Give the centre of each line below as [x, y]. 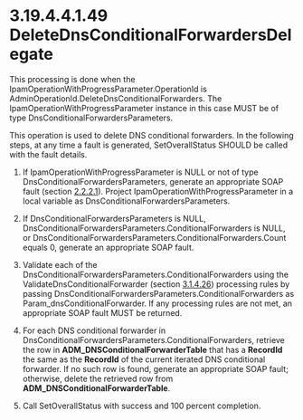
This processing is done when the [72, 79]
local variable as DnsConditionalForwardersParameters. [126, 201]
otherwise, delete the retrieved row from [98, 378]
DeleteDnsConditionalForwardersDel [151, 35]
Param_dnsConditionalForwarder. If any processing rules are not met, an [157, 303]
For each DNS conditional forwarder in [94, 330]
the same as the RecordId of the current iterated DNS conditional [144, 359]
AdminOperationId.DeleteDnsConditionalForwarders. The [116, 98]
